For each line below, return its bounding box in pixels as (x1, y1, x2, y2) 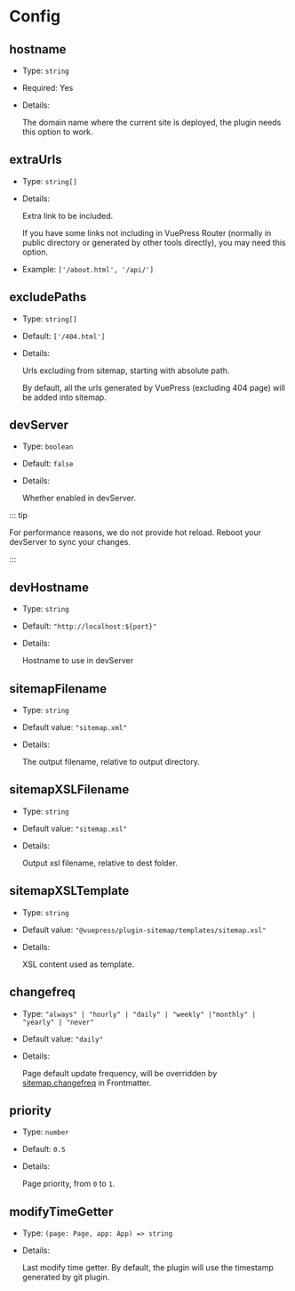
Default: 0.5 (21, 1144, 66, 1155)
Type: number (21, 1126, 69, 1137)
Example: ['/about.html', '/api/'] (21, 264, 154, 274)
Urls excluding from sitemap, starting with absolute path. (21, 365, 230, 376)
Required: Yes (21, 83, 74, 93)
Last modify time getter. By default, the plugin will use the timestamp (21, 1263, 274, 1273)
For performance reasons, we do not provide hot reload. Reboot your (9, 527, 262, 538)
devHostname (9, 580, 89, 595)
